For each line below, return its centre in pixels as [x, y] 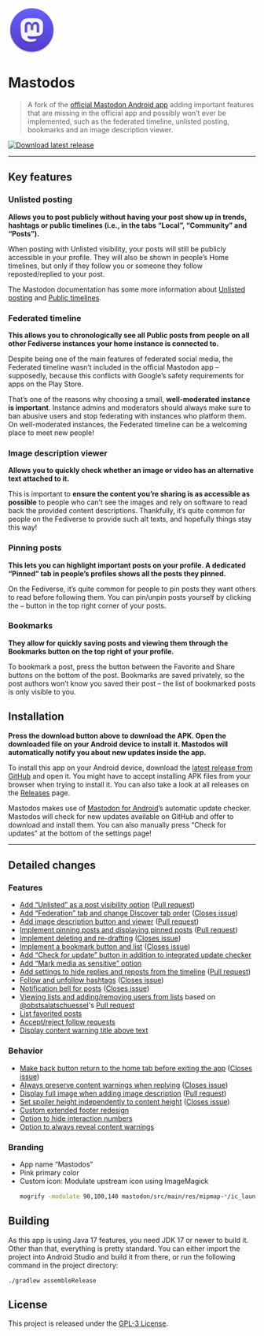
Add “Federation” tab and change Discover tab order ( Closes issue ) [128, 914]
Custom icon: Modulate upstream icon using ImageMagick [114, 1181]
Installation [36, 717]
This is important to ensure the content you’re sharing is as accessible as [129, 494]
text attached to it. [39, 478]
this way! [23, 527]
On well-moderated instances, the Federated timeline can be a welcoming [128, 424]
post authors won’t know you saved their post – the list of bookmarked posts [132, 683]
